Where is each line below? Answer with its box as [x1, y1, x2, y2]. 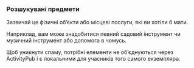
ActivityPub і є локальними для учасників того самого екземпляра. [6, 55, 181, 63]
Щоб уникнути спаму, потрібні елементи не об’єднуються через [6, 49, 174, 56]
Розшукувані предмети [6, 5, 80, 13]
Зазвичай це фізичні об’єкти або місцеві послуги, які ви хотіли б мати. [6, 19, 189, 26]
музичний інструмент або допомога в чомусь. [6, 37, 126, 44]
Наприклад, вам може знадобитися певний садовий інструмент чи [6, 30, 181, 38]
